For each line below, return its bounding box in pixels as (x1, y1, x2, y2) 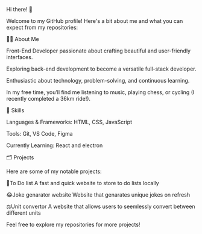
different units (6, 209, 41, 217)
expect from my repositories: (6, 24, 78, 31)
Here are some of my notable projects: (6, 168, 102, 175)
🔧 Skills (6, 107, 25, 114)
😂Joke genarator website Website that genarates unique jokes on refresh (6, 191, 191, 198)
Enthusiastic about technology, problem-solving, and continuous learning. (6, 77, 190, 84)
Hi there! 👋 (6, 6, 33, 13)
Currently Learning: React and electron (6, 142, 103, 149)
